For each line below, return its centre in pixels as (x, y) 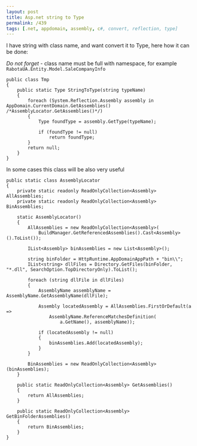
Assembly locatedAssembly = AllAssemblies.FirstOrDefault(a (115, 306)
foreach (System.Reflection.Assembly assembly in (91, 101)
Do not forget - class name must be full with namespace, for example (92, 64)
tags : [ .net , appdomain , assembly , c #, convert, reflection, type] (92, 28)
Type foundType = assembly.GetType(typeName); (97, 122)
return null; (44, 148)
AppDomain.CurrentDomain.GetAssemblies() (59, 106)
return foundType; (72, 138)
